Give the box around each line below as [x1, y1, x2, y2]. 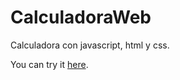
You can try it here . [10, 58, 89, 70]
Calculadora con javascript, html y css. [10, 39, 170, 51]
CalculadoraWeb [10, 6, 152, 29]
